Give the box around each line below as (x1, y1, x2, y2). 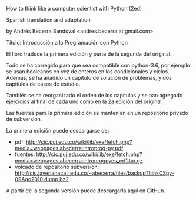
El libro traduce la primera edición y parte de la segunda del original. (6, 50, 172, 57)
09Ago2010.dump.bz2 (14, 176, 69, 182)
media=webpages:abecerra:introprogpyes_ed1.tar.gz (14, 157, 143, 164)
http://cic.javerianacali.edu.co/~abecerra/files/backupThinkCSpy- (14, 170, 175, 177)
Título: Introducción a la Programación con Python (6, 39, 128, 46)
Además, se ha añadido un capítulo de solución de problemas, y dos (6, 74, 172, 81)
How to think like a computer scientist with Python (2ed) (6, 5, 142, 12)
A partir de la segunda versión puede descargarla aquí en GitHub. (6, 187, 166, 194)
